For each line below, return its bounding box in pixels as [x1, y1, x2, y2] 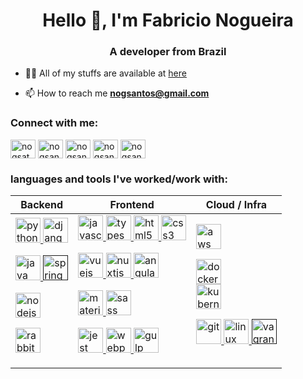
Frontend [109, 198, 155, 212]
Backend [20, 198, 64, 212]
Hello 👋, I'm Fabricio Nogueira [42, 9, 294, 32]
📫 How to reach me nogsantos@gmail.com [24, 87, 210, 99]
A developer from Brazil [109, 45, 227, 59]
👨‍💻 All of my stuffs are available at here [24, 67, 187, 79]
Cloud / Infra [205, 198, 268, 212]
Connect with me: [10, 116, 99, 130]
